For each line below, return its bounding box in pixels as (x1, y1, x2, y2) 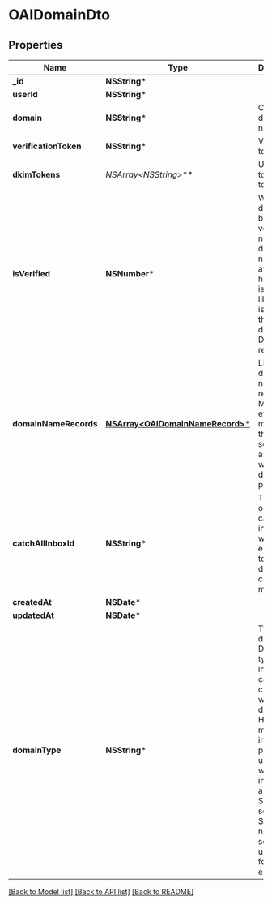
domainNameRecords (12, 418, 98, 429)
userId (12, 89, 38, 100)
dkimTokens (12, 169, 61, 180)
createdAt (12, 597, 53, 607)
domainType (12, 744, 62, 756)
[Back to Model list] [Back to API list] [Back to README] (8, 887, 194, 897)
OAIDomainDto (8, 6, 111, 24)
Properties (8, 38, 63, 52)
